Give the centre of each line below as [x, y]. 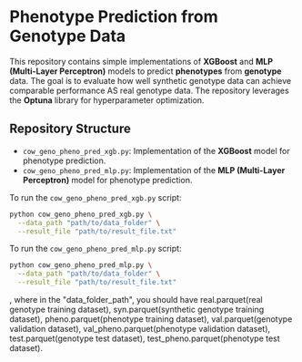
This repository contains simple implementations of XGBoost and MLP [141, 61]
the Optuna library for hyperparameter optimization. [107, 100]
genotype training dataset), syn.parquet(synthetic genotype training [137, 309]
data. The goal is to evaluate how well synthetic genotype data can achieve [151, 80]
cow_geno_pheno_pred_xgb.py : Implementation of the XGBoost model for [156, 150]
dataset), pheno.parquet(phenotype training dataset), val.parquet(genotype [151, 319]
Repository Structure [70, 129]
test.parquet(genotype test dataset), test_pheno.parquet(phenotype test [145, 338]
